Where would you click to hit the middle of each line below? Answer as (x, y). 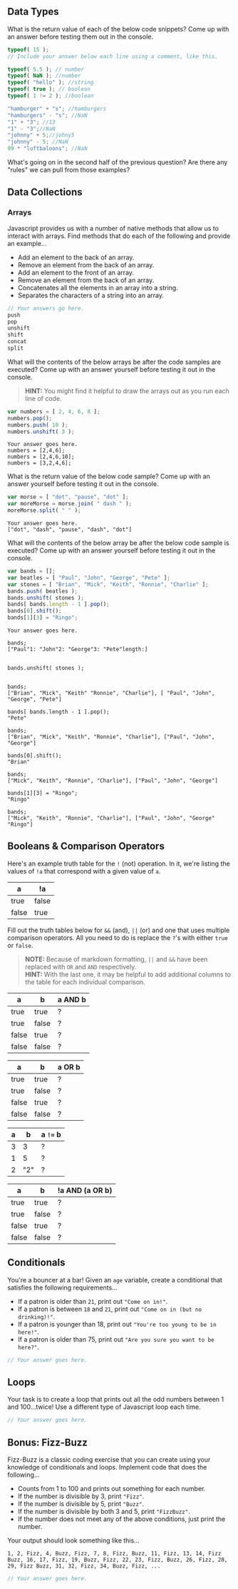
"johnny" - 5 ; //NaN (38, 142)
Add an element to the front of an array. (76, 272)
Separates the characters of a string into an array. (90, 295)
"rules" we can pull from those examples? (69, 170)
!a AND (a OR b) (85, 1190)
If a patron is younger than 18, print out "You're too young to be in (117, 1324)
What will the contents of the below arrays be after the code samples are (114, 362)
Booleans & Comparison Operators (86, 846)
